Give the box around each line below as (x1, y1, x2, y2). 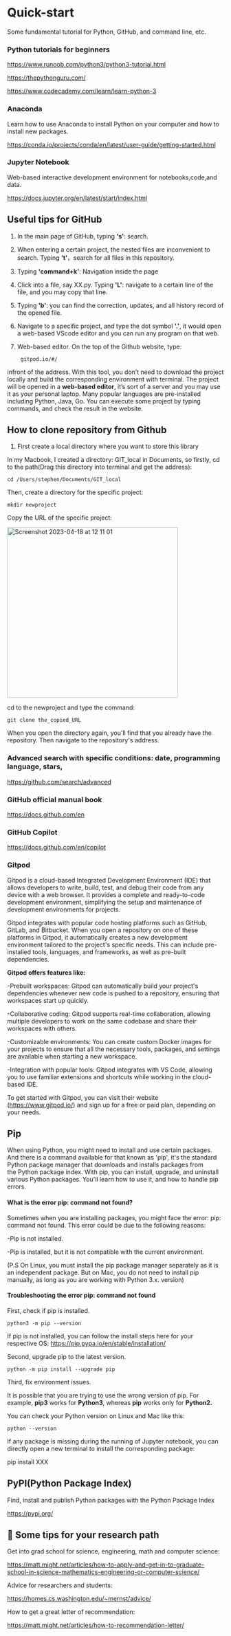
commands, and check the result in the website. (7, 404, 143, 412)
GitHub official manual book (7, 795, 102, 804)
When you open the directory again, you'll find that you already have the (7, 729, 212, 737)
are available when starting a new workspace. (7, 1052, 137, 1060)
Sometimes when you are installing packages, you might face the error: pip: (7, 1213, 221, 1222)
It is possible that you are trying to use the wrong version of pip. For (7, 1391, 199, 1400)
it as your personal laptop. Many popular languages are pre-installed (7, 390, 201, 398)
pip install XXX (7, 1457, 49, 1466)
